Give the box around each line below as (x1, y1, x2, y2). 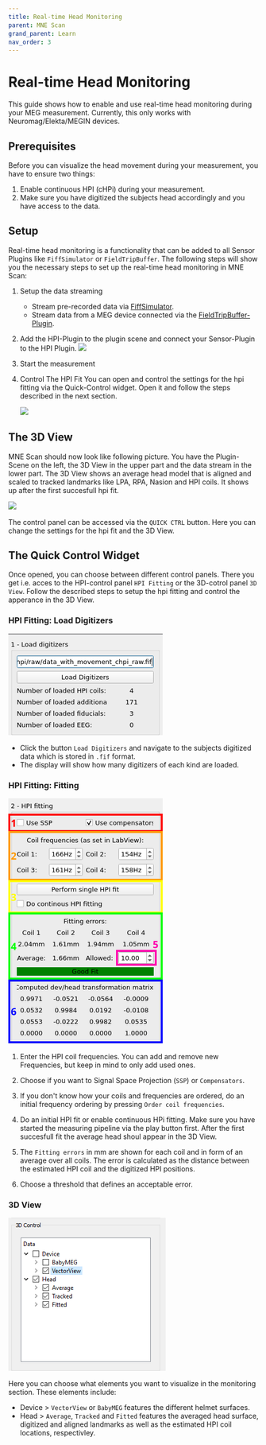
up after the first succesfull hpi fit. (8, 485, 119, 495)
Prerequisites (8, 139, 76, 153)
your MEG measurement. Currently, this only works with (8, 108, 191, 118)
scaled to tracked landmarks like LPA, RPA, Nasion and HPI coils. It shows (8, 477, 249, 487)
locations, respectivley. (19, 1428, 96, 1438)
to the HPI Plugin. (19, 343, 77, 353)
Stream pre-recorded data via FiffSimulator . (31, 301, 175, 311)
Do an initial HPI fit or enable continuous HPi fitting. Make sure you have (19, 1115, 256, 1125)
